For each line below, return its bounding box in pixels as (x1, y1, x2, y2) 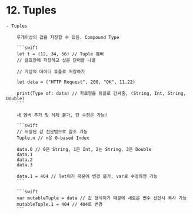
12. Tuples (6, 4, 57, 17)
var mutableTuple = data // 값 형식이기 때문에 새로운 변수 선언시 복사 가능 (16, 195, 187, 201)
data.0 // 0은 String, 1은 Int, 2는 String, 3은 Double (16, 146, 152, 152)
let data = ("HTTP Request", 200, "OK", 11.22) (16, 79, 135, 85)
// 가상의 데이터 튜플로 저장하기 (16, 68, 85, 74)
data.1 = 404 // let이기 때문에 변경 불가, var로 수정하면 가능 (16, 173, 158, 179)
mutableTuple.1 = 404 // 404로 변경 (16, 201, 103, 207)
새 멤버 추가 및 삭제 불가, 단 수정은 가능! (16, 112, 108, 118)
